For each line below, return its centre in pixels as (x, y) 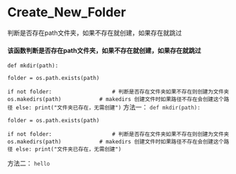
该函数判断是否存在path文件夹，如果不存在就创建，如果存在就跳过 (104, 50)
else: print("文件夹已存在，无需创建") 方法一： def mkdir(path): (108, 108)
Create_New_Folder (67, 12)
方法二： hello (29, 163)
